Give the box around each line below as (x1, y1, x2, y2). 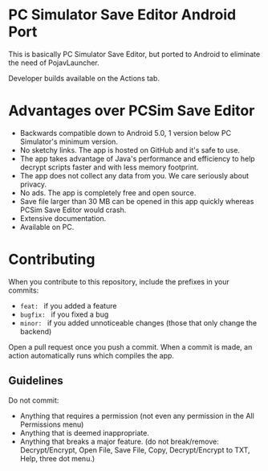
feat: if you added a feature (19, 301, 117, 310)
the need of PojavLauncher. (8, 58, 100, 68)
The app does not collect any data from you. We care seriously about (19, 170, 249, 180)
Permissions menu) (19, 420, 84, 429)
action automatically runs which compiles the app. (8, 350, 175, 360)
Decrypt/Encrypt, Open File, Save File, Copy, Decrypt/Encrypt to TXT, (19, 444, 250, 455)
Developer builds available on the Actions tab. (8, 73, 160, 83)
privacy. (19, 179, 47, 189)
